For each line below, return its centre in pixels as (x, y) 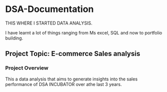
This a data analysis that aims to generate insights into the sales (71, 79)
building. (14, 38)
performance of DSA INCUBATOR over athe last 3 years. (64, 84)
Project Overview (27, 68)
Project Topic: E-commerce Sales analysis (73, 54)
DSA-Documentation (50, 9)
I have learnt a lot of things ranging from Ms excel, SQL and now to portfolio (84, 32)
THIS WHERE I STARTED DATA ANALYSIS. (49, 23)
